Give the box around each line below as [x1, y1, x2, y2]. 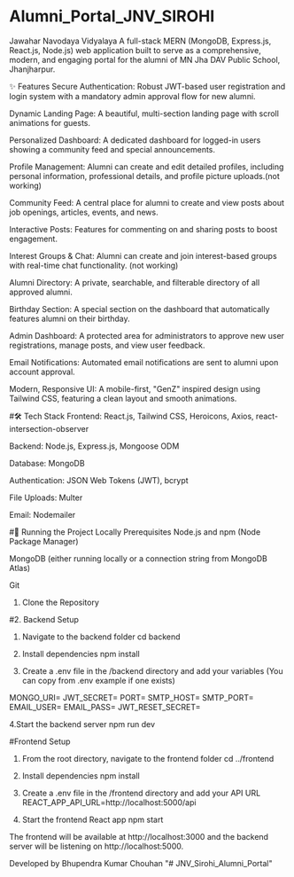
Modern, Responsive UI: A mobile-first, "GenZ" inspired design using [9, 383, 261, 394]
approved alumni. [9, 286, 73, 297]
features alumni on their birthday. [9, 313, 130, 324]
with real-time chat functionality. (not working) [9, 260, 179, 270]
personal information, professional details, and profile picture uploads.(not [9, 170, 281, 181]
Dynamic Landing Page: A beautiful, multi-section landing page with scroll [9, 108, 279, 119]
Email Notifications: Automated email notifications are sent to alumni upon [9, 356, 279, 367]
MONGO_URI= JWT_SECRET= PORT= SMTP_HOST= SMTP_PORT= [9, 692, 254, 702]
